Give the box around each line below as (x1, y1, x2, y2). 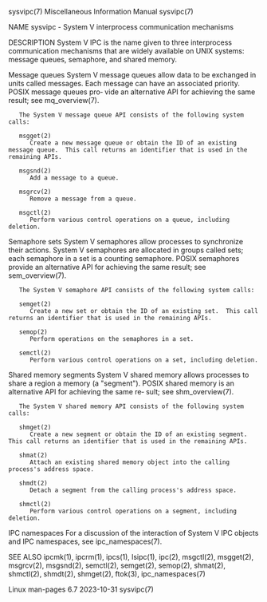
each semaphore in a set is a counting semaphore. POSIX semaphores (8, 254, 240, 263)
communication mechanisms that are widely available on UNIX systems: (8, 46, 245, 55)
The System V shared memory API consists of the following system (18, 402, 245, 410)
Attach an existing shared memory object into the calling (29, 458, 230, 466)
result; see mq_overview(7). (8, 96, 100, 105)
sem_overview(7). (8, 271, 67, 280)
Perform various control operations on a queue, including (29, 216, 230, 224)
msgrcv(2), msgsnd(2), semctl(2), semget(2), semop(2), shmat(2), (8, 560, 226, 570)
